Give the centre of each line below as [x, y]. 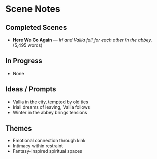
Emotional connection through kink [49, 141]
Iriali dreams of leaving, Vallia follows [51, 107]
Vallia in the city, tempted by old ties [51, 102]
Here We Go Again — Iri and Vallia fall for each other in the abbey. [82, 40]
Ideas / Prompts [31, 89]
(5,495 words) [27, 45]
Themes [19, 128]
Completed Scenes [36, 28]
